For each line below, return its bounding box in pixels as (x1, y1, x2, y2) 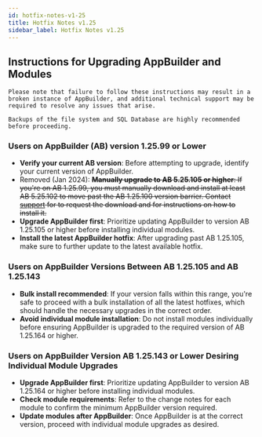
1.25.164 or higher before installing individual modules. (19, 386, 195, 396)
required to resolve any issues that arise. (8, 102, 156, 110)
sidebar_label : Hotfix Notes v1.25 (8, 26, 125, 34)
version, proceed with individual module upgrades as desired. (19, 420, 220, 429)
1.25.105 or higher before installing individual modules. (19, 225, 195, 235)
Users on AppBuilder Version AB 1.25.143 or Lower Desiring (8, 350, 239, 361)
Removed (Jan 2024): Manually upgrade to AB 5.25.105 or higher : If (19, 175, 242, 184)
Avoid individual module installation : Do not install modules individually (19, 314, 253, 323)
